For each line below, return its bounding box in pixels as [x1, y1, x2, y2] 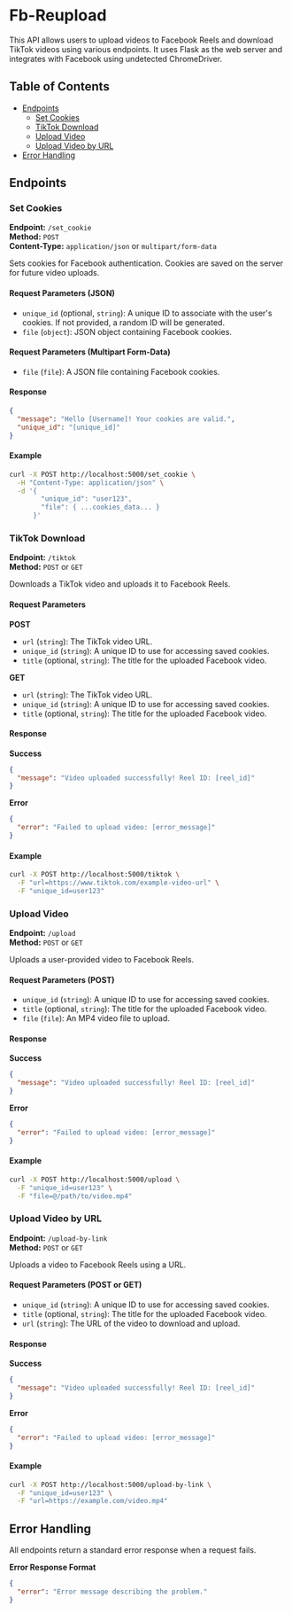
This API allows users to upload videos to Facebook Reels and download [9, 35, 273, 45]
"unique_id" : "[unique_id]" [17, 423, 121, 432]
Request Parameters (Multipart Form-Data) [9, 347, 171, 357]
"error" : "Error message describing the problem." [17, 1587, 208, 1596]
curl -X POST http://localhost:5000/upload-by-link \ [9, 1480, 212, 1489]
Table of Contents [9, 79, 111, 94]
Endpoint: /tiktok [9, 552, 76, 563]
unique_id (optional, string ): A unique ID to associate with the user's [21, 308, 273, 318]
